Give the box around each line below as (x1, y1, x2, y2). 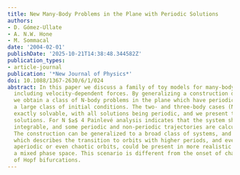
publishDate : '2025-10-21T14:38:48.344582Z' (7, 51, 142, 58)
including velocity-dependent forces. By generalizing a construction (14, 90, 229, 97)
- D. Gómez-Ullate (7, 24, 62, 31)
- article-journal (7, 64, 62, 71)
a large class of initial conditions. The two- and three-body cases (14, 104, 225, 111)
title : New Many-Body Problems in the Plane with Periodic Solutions (7, 10, 219, 18)
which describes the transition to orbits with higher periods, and (14, 136, 222, 144)
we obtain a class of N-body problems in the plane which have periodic (14, 97, 235, 104)
